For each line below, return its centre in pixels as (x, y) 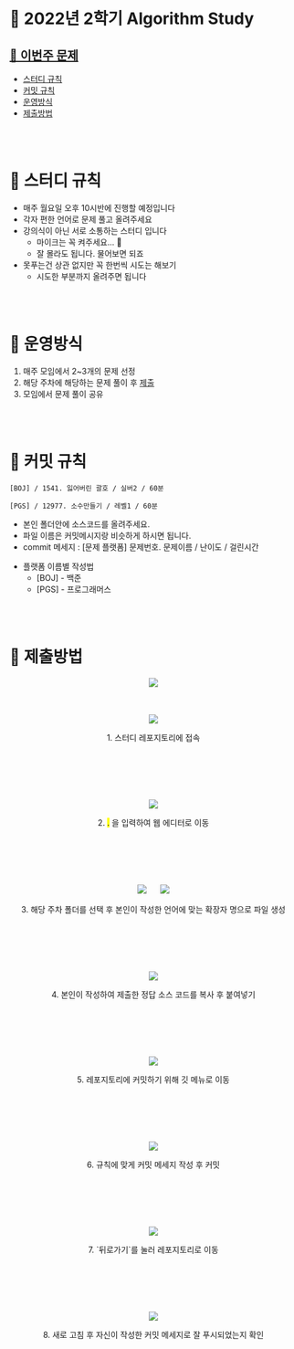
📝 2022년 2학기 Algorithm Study (132, 19)
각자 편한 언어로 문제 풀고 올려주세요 (87, 219)
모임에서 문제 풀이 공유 (63, 394)
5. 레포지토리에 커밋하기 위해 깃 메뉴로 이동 (153, 1080)
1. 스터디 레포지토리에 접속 (153, 737)
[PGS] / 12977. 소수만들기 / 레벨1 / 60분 (84, 506)
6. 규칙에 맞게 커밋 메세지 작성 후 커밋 (153, 1165)
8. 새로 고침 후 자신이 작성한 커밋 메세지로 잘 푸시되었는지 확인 (153, 1334)
